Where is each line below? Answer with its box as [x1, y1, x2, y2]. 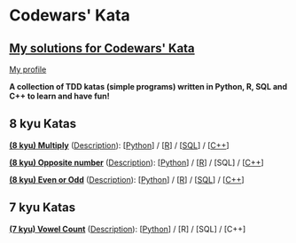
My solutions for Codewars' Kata [9, 41, 195, 56]
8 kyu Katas [9, 116, 77, 131]
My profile [9, 64, 47, 74]
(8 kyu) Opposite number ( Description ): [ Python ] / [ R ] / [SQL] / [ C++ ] [9, 157, 264, 168]
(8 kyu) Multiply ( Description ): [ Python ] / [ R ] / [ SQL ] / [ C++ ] [9, 139, 230, 151]
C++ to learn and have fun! [9, 90, 110, 101]
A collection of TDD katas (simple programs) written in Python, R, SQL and [9, 82, 288, 91]
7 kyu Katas [9, 200, 76, 216]
